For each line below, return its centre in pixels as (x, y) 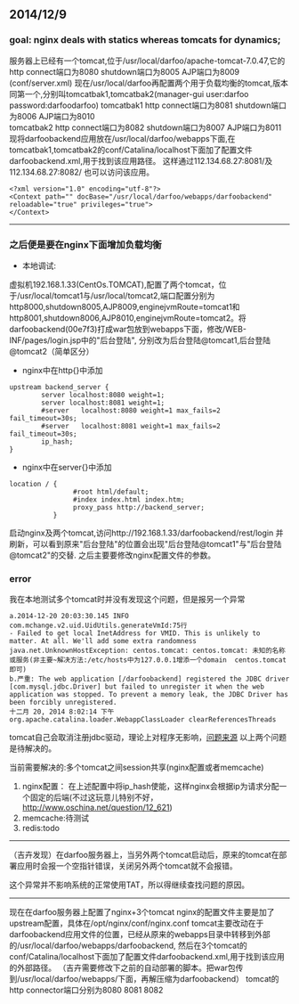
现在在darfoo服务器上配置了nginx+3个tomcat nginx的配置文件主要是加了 (142, 912)
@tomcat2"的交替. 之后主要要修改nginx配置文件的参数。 (113, 555)
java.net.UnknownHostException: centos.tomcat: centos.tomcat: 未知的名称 (148, 651)
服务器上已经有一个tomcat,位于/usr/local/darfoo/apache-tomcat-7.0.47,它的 (147, 61)
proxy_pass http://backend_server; (138, 507)
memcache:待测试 (55, 818)
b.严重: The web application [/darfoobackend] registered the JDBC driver (149, 679)
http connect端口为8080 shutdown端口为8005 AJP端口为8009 (125, 71)
